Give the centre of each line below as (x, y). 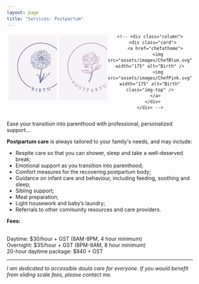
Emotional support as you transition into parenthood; (79, 165)
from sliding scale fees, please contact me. (59, 275)
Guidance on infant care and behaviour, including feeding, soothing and (102, 178)
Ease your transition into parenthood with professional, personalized (90, 124)
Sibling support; (35, 191)
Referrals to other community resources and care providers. (88, 209)
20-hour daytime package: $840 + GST (55, 251)
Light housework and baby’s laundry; (60, 203)
